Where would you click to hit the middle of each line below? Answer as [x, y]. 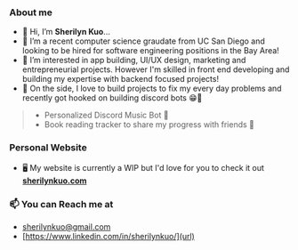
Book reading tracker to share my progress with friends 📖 [149, 125]
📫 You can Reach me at [61, 204]
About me [31, 12]
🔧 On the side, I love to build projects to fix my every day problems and [152, 89]
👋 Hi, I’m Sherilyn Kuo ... [66, 32]
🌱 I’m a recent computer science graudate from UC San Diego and [143, 41]
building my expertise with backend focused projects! [121, 79]
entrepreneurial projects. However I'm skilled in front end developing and [156, 69]
